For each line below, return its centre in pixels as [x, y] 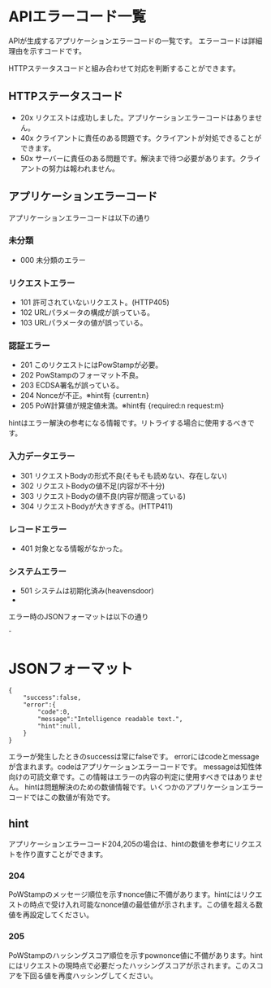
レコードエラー [38, 529]
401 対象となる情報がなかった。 [73, 549]
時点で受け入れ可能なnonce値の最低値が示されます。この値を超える [143, 905]
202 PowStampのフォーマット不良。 [82, 375]
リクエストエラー [42, 283]
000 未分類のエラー [53, 260]
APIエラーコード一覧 [77, 17]
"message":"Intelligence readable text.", [110, 719]
